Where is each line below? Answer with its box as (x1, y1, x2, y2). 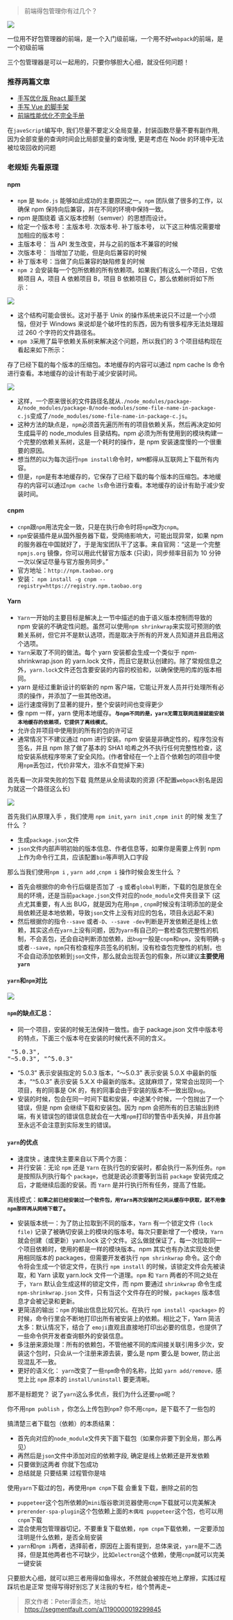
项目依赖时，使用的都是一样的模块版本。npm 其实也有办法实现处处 (23, 1245, 214, 1253)
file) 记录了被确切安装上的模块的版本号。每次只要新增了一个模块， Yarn (17, 1228, 224, 1236)
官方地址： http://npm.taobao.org (17, 566, 114, 574)
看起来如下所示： (17, 346, 67, 354)
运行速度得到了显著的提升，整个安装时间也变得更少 (17, 700, 164, 708)
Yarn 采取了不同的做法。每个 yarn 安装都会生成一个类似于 (17, 648, 180, 656)
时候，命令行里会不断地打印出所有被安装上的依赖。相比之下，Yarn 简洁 (17, 1314, 221, 1323)
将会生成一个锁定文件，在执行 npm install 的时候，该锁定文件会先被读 (23, 1262, 225, 1271)
